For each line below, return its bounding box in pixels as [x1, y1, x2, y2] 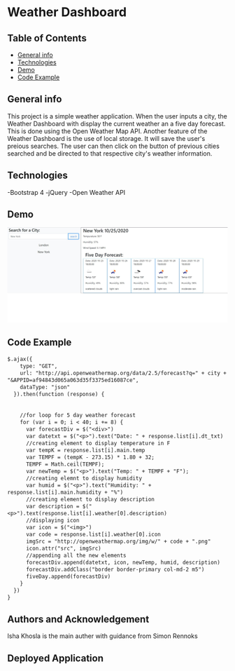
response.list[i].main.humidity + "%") [7, 489, 124, 496]
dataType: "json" [20, 384, 71, 391]
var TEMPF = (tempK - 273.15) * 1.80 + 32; [25, 454, 155, 461]
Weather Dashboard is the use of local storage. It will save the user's [7, 134, 206, 142]
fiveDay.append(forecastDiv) [25, 573, 111, 581]
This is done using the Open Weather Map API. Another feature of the [7, 127, 208, 135]
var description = [25, 503, 80, 510]
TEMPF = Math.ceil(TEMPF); [25, 461, 105, 468]
